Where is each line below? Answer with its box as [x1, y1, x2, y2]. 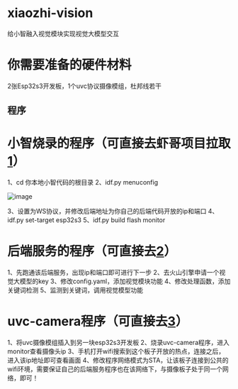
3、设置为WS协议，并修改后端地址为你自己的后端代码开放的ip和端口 [7, 207, 207, 216]
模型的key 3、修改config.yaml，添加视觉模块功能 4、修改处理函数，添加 [19, 277, 231, 285]
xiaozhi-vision [7, 5, 93, 21]
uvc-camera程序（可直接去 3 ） [7, 314, 188, 329]
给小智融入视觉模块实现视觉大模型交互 [7, 29, 119, 38]
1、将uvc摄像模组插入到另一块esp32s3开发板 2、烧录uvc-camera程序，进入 [7, 339, 230, 347]
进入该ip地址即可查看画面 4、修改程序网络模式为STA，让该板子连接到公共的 [7, 356, 229, 365]
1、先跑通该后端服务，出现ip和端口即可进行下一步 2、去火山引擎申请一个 [7, 268, 220, 277]
